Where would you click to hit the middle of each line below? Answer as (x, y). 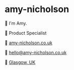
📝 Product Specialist (26, 33)
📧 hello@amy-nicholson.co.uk (36, 52)
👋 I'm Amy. (16, 23)
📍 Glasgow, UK (20, 62)
